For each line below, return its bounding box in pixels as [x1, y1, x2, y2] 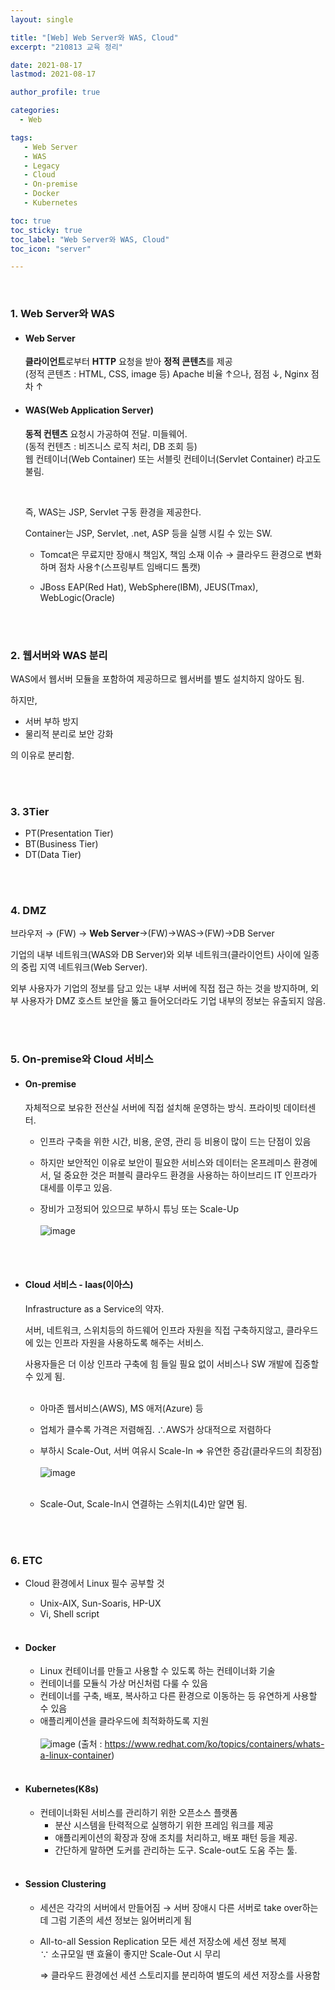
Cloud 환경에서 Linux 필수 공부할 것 [24, 1577, 165, 1590]
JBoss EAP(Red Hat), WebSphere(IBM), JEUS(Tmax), [39, 581, 259, 593]
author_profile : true [10, 87, 101, 98]
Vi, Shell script [39, 1608, 100, 1620]
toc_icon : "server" [10, 244, 92, 254]
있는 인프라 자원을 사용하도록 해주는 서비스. [35, 1336, 205, 1348]
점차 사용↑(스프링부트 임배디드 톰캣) [58, 561, 202, 573]
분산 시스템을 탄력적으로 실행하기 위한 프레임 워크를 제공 [54, 1819, 274, 1831]
